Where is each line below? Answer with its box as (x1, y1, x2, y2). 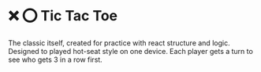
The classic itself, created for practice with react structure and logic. (8, 38, 230, 48)
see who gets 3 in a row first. (8, 55, 103, 64)
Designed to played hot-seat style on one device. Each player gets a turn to (8, 46, 254, 56)
